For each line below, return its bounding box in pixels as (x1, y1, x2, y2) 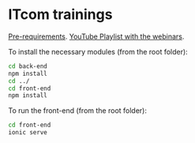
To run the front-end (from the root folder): (8, 106, 148, 115)
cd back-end (8, 62, 47, 70)
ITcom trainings (8, 6, 113, 24)
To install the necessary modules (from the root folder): (8, 47, 188, 56)
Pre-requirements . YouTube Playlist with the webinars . (8, 32, 185, 41)
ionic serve (8, 129, 47, 137)
